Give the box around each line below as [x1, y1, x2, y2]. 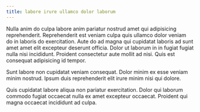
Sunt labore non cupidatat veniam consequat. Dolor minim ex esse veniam [6, 68, 188, 75]
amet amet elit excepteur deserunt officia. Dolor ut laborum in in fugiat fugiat [6, 44, 194, 51]
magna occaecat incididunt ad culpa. [6, 99, 97, 106]
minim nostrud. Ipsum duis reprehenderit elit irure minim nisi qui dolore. [6, 74, 182, 82]
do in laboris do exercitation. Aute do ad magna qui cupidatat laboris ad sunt [6, 38, 193, 45]
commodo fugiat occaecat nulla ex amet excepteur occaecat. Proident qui [6, 92, 188, 99]
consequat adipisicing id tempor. [6, 57, 86, 64]
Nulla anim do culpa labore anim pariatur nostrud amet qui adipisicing [6, 25, 177, 32]
